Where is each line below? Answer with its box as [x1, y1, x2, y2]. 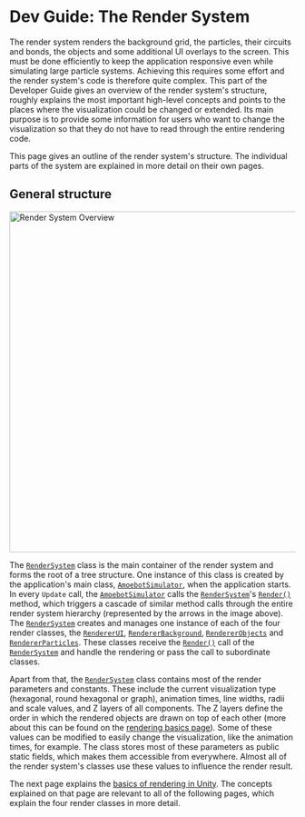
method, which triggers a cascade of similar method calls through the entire [9, 598, 293, 609]
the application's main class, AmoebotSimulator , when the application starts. [9, 579, 291, 590]
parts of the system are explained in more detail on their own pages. [9, 160, 265, 171]
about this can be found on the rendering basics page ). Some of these [9, 722, 272, 732]
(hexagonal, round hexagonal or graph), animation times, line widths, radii [9, 692, 285, 703]
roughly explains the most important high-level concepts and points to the [9, 94, 286, 105]
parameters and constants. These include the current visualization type [9, 683, 277, 694]
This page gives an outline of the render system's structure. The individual [9, 150, 288, 161]
